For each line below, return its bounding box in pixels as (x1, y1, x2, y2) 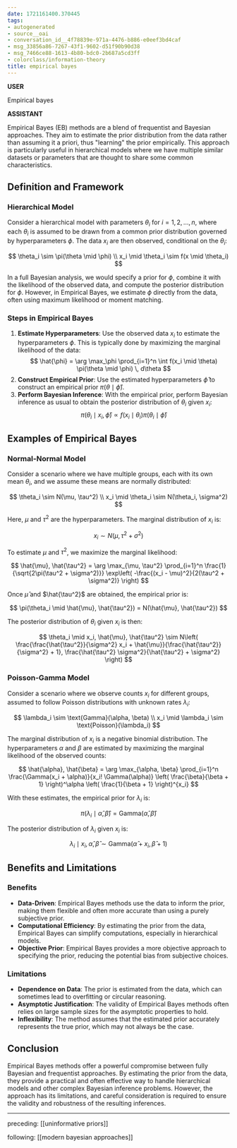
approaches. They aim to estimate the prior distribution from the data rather (7, 130, 227, 139)
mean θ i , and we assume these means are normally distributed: (7, 477, 192, 487)
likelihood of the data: (17, 346, 81, 354)
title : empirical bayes (7, 63, 78, 70)
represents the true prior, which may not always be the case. (17, 1022, 194, 1031)
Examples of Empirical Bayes (7, 432, 138, 444)
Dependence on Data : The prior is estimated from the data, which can (17, 985, 222, 994)
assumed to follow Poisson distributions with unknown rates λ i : (7, 698, 190, 709)
